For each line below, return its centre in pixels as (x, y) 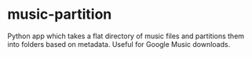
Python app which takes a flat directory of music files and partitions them (126, 36)
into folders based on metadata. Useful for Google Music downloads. (119, 44)
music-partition (60, 14)
